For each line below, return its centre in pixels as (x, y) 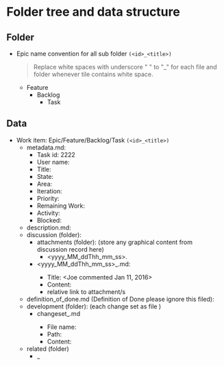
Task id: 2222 (56, 154)
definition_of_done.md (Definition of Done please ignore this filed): (120, 299)
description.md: (49, 228)
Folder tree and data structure (94, 12)
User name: (53, 162)
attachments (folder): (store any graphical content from (115, 242)
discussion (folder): (54, 234)
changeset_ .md (58, 313)
